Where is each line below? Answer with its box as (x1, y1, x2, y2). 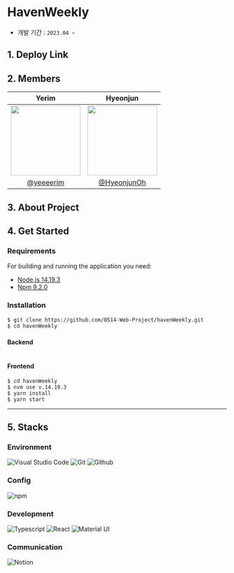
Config (7, 476, 31, 486)
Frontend (7, 362, 35, 370)
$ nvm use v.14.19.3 (7, 384, 68, 391)
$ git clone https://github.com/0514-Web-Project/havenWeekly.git (7, 316, 204, 324)
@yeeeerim (26, 177, 65, 187)
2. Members (7, 73, 61, 85)
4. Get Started (7, 225, 70, 237)
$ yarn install (7, 389, 52, 397)
